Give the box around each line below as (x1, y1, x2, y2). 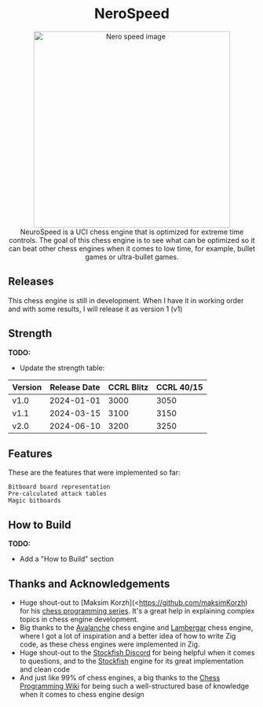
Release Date (49, 382, 100, 393)
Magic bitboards (8, 496, 61, 505)
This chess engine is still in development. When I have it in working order (8, 295, 244, 305)
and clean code (19, 665, 71, 674)
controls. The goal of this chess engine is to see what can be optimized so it (9, 235, 255, 244)
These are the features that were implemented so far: (8, 468, 181, 478)
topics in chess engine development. (19, 614, 139, 624)
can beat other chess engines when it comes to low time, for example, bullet (8, 244, 256, 253)
